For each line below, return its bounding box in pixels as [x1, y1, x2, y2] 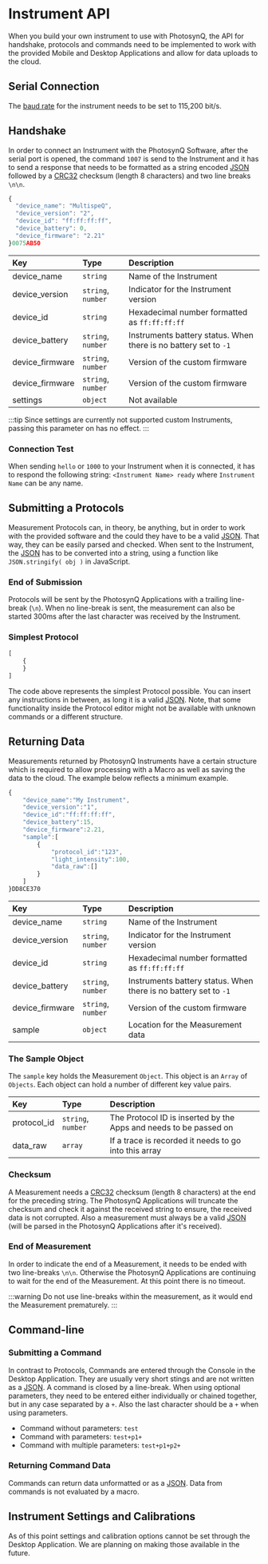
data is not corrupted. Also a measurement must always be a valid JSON [8, 1213, 246, 1222]
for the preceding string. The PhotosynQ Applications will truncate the [8, 1195, 238, 1206]
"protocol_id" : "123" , [50, 848, 124, 856]
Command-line [8, 1323, 85, 1337]
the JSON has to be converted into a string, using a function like [8, 548, 219, 557]
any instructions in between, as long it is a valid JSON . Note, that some [8, 695, 242, 704]
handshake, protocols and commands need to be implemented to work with [8, 39, 257, 49]
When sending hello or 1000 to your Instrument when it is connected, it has [8, 461, 255, 471]
